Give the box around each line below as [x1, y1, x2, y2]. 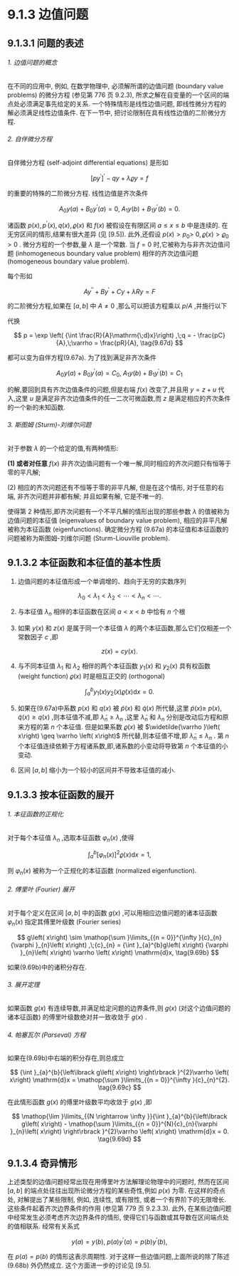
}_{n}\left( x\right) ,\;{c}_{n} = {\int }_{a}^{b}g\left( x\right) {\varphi [35, 941, 229, 949]
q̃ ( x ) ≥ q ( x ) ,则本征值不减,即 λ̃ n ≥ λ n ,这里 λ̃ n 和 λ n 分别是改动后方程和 [17, 713, 223, 723]
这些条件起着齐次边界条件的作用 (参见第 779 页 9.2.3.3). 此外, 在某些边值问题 [7, 1204, 232, 1213]
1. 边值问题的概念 [7, 58, 58, 67]
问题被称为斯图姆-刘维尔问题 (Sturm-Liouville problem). [7, 533, 171, 542]
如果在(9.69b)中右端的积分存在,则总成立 [7, 1054, 124, 1062]
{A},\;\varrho [55, 339, 92, 347]
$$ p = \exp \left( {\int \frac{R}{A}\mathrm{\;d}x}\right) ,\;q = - [14, 331, 196, 340]
